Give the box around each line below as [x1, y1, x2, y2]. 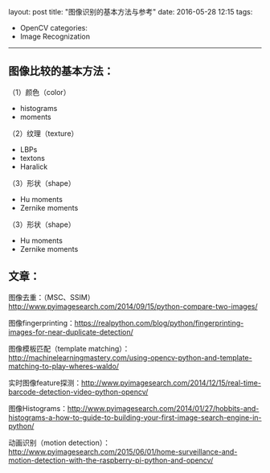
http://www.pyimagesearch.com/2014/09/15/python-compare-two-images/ [8, 301, 259, 311]
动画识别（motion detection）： [8, 438, 111, 447]
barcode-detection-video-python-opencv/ [8, 387, 149, 397]
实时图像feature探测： [8, 377, 82, 388]
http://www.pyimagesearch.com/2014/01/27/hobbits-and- [67, 403, 260, 413]
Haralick [19, 162, 48, 171]
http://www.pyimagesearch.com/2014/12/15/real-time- [81, 377, 261, 388]
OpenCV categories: [19, 23, 88, 32]
